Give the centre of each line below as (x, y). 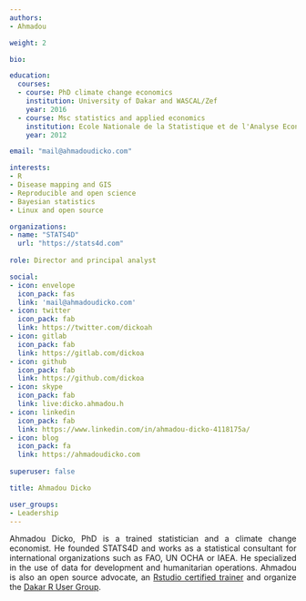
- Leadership (34, 513)
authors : (26, 18)
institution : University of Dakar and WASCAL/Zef (122, 101)
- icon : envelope (42, 285)
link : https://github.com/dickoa (81, 379)
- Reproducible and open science (73, 193)
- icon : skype (36, 387)
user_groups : (34, 504)
